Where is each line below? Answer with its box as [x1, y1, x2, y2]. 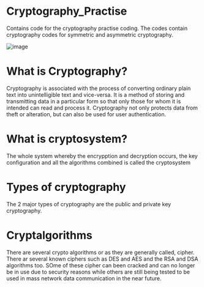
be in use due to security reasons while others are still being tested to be [6, 268, 190, 275]
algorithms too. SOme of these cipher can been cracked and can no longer [6, 261, 195, 269]
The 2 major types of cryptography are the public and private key [6, 200, 172, 207]
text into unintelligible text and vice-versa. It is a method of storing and [6, 91, 185, 99]
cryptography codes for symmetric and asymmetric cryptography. [6, 31, 173, 38]
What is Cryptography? [6, 64, 127, 78]
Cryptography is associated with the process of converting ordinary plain [6, 84, 191, 92]
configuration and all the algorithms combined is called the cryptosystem [6, 158, 191, 166]
